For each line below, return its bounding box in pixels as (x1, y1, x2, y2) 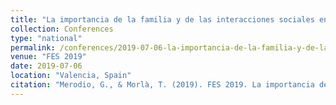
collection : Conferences (10, 24, 114, 34)
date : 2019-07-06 (10, 61, 83, 71)
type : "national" (10, 33, 83, 43)
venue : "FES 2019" (10, 52, 87, 62)
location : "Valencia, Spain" (10, 71, 132, 81)
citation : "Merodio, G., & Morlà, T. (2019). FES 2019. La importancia (10, 80, 315, 90)
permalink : (10, 42, 56, 53)
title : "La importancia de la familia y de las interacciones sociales (10, 14, 315, 25)
